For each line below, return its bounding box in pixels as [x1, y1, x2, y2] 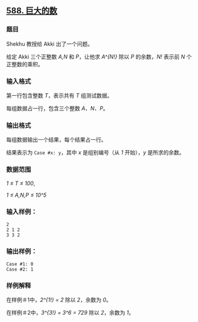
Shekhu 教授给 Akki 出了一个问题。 [6, 40, 93, 47]
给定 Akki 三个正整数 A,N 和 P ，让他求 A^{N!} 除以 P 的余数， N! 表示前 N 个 [6, 53, 192, 60]
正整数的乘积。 [6, 60, 43, 68]
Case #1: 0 [6, 261, 34, 267]
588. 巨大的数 [6, 5, 58, 16]
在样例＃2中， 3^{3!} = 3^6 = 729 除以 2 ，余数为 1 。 [6, 309, 134, 317]
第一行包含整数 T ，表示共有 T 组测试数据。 [6, 92, 113, 99]
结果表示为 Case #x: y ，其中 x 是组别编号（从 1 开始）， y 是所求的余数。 [6, 149, 185, 156]
